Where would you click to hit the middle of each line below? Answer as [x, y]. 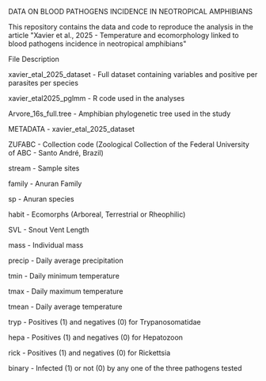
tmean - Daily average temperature [65, 306]
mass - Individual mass [46, 245]
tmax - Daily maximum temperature [66, 291]
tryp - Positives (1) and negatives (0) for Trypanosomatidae [105, 322]
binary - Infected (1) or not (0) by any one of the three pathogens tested [125, 368]
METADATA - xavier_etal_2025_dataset [71, 129]
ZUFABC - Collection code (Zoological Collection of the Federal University [129, 144]
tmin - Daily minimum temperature [64, 276]
